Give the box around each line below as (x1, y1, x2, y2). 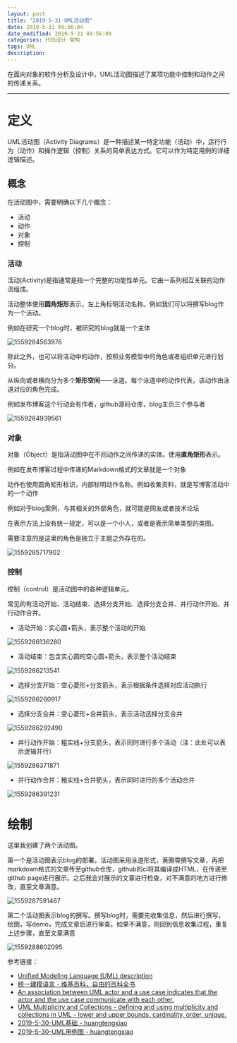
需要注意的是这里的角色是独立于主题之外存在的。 (7, 534, 150, 543)
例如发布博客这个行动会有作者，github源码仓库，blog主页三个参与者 (7, 399, 206, 408)
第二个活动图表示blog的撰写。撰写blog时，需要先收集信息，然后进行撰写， (7, 911, 224, 920)
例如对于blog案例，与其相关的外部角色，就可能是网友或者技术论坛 (7, 504, 200, 512)
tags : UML (7, 43, 37, 50)
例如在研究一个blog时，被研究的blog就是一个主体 (7, 323, 150, 332)
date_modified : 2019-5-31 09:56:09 (7, 30, 112, 37)
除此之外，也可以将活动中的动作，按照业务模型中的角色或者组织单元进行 (7, 352, 217, 361)
